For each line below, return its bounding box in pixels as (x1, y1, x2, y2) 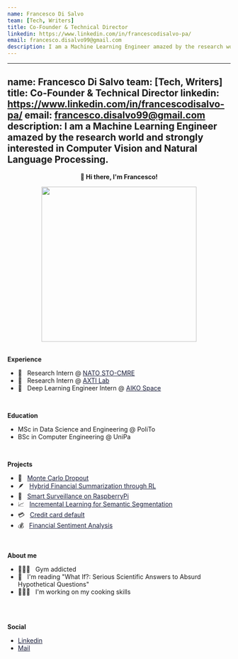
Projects (7, 460, 33, 468)
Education (7, 411, 38, 419)
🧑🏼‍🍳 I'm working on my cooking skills (17, 587, 131, 596)
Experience (7, 355, 42, 364)
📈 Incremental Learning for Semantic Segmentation (17, 500, 173, 508)
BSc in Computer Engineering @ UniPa (17, 432, 131, 441)
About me (7, 551, 38, 560)
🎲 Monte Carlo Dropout (17, 473, 89, 482)
